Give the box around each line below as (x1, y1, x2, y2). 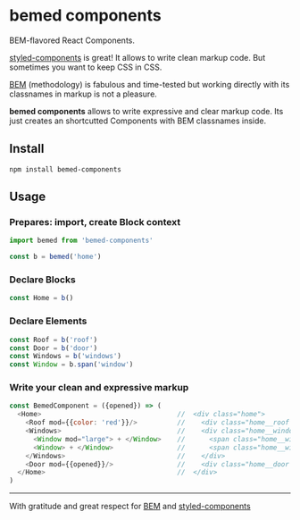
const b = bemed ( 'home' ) (9, 252, 102, 262)
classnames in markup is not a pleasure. (9, 88, 158, 99)
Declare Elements (9, 315, 87, 327)
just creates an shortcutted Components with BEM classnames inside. (9, 115, 266, 126)
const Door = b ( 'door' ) (9, 343, 98, 353)
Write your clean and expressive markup (9, 382, 189, 394)
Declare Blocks (9, 273, 76, 286)
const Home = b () (9, 294, 74, 303)
